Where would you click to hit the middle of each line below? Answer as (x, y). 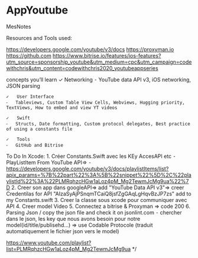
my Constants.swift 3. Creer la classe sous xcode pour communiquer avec (97, 200)
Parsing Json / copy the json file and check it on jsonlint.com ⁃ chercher (94, 212)
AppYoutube (37, 10)
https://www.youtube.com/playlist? (49, 243)
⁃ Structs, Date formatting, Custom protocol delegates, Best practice (98, 124)
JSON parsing (23, 85)
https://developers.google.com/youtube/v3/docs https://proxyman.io (90, 49)
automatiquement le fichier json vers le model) (63, 231)
